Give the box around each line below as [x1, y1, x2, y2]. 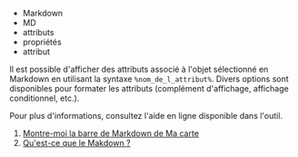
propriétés [22, 36, 62, 47]
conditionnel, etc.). [9, 93, 80, 103]
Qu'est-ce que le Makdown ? [22, 138, 132, 148]
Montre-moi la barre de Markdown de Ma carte [22, 128, 200, 139]
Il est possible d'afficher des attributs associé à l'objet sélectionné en [9, 64, 269, 74]
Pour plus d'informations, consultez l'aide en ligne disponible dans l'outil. [9, 111, 283, 121]
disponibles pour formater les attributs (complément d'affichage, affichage [9, 83, 289, 93]
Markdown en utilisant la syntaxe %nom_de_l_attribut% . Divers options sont [9, 74, 289, 84]
